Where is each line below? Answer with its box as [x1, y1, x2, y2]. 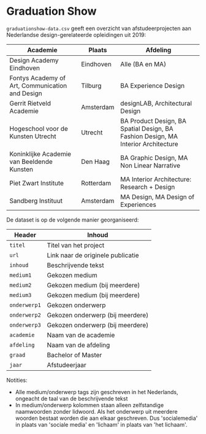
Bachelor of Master [47, 351, 102, 359]
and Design [9, 89, 42, 98]
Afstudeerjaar [47, 360, 87, 369]
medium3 [9, 292, 32, 298]
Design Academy [9, 56, 59, 64]
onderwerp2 [9, 311, 41, 319]
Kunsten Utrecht [9, 132, 56, 141]
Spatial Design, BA [120, 124, 174, 133]
